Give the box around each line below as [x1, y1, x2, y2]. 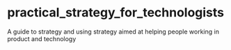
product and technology [7, 34, 77, 42]
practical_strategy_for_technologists [7, 5, 225, 21]
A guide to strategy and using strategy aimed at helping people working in [7, 27, 219, 36]
